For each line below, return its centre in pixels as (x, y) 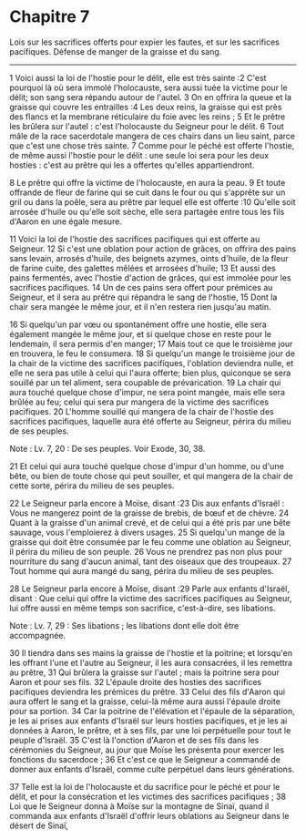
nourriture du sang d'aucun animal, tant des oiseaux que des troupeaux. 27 (151, 561)
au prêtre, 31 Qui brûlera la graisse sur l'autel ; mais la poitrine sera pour (145, 672)
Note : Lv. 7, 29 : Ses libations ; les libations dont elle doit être (124, 625)
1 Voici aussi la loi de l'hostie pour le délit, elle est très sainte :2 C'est (138, 77)
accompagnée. (38, 635)
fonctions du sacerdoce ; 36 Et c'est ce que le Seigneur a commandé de (145, 759)
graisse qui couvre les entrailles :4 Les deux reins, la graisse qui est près (146, 107)
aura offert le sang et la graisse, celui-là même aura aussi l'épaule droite (145, 701)
